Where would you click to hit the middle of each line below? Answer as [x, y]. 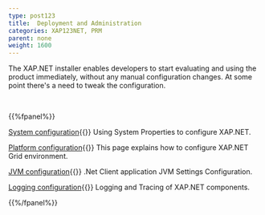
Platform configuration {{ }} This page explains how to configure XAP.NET [128, 148]
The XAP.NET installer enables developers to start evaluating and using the [132, 68]
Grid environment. [38, 156]
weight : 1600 [30, 46]
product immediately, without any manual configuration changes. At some [130, 77]
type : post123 [32, 16]
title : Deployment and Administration [75, 23]
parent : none [30, 38]
